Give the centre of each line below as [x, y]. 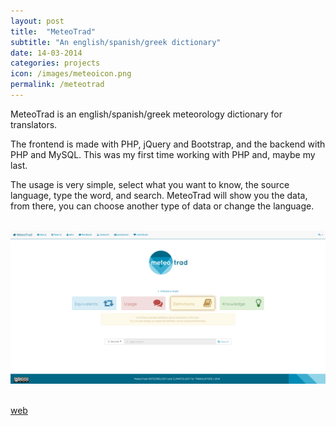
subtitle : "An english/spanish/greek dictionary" [116, 42]
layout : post [37, 21]
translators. [34, 124]
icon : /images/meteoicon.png [71, 74]
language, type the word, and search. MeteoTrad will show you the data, [159, 195]
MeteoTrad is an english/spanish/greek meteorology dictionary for [146, 114]
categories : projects [55, 63]
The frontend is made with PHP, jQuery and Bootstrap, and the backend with [168, 144]
